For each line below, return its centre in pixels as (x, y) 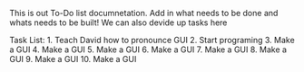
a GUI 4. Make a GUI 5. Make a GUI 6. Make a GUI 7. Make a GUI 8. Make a (148, 49)
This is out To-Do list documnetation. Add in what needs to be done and (144, 13)
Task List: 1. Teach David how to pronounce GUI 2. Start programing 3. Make (152, 40)
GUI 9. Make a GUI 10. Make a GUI (73, 59)
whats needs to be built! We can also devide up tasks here (118, 22)
